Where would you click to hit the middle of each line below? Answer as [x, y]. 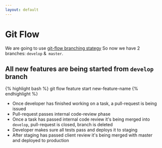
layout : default [22, 10]
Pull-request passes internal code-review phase [61, 114]
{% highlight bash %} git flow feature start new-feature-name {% [72, 89]
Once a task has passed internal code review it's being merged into [81, 119]
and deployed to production [41, 141]
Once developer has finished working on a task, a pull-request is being [84, 104]
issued [19, 109]
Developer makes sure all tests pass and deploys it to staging [75, 130]
